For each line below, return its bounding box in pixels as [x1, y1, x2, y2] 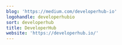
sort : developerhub [6, 19, 54, 25]
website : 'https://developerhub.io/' [6, 30, 99, 36]
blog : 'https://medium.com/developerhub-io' [6, 8, 117, 15]
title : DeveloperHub [6, 25, 57, 31]
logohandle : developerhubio [6, 14, 75, 20]
